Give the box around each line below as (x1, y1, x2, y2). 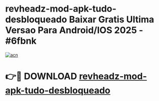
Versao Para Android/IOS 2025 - (5, 25, 143, 36)
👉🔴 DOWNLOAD (5, 71, 77, 82)
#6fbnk (5, 35, 37, 47)
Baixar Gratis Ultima (69, 14, 154, 25)
